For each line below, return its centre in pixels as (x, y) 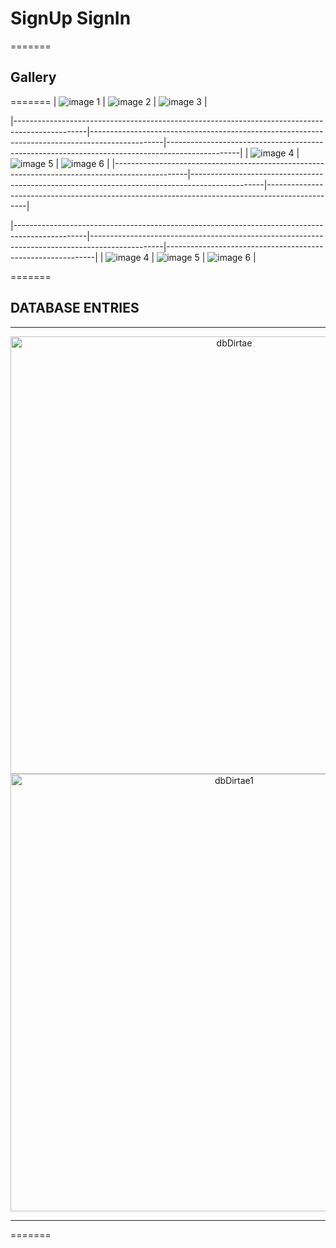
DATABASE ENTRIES (75, 308)
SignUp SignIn (71, 18)
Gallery (33, 77)
